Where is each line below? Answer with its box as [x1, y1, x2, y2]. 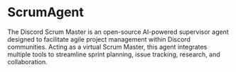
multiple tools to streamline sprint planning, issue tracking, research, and [7, 50, 220, 59]
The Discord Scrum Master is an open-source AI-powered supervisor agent [7, 28, 229, 36]
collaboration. [7, 57, 48, 66]
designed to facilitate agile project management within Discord [7, 35, 191, 43]
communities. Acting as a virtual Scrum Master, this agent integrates [7, 42, 208, 51]
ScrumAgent [7, 4, 84, 20]
